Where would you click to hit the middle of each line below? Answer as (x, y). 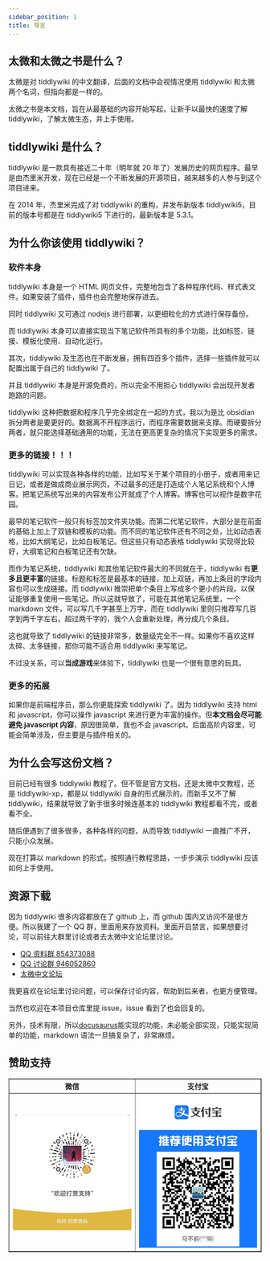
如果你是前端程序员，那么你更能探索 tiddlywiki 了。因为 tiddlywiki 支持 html (133, 705)
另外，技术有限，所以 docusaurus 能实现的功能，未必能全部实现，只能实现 (130, 1026)
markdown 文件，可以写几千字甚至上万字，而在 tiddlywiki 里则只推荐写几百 (133, 609)
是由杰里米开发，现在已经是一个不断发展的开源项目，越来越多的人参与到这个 (135, 178)
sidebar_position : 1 (43, 17)
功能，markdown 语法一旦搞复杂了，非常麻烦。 (100, 1035)
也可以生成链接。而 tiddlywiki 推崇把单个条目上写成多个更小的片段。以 (131, 589)
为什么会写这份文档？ (61, 762)
